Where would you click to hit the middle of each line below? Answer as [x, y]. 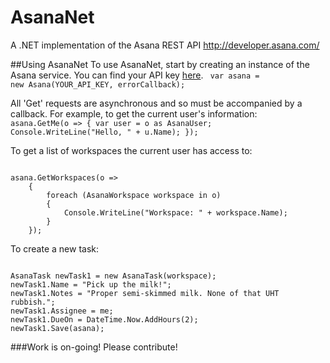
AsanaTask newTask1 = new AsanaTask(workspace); [113, 276]
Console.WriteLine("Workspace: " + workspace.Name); [175, 212]
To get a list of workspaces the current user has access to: [131, 150]
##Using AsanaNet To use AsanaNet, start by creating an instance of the [160, 64]
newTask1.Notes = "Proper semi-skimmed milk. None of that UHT [145, 293]
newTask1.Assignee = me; [62, 311]
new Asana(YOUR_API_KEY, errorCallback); [98, 84]
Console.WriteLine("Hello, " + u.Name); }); [104, 132]
